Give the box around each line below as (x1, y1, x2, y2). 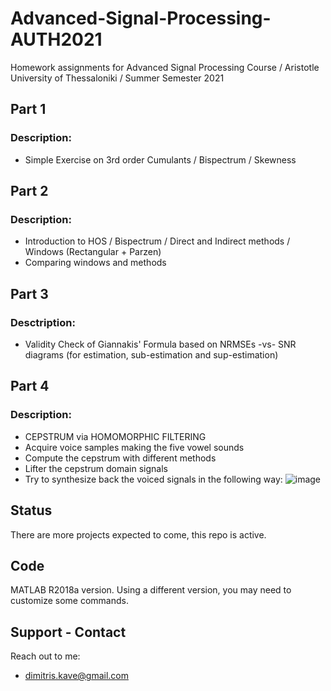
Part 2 (10, 183, 49, 200)
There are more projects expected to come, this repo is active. (10, 528, 267, 541)
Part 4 (10, 378, 50, 395)
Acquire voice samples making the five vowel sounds (24, 441, 245, 453)
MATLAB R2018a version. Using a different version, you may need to (10, 584, 292, 596)
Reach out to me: (10, 650, 81, 662)
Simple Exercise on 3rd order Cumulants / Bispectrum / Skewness (24, 153, 297, 166)
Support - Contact (10, 623, 127, 641)
